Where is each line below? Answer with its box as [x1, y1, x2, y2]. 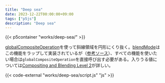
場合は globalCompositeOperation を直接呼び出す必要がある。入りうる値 [9, 57, 153, 62]
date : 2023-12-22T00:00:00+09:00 [5, 12, 74, 17]
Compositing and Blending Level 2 [22, 62, 92, 68]
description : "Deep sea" [5, 21, 56, 26]
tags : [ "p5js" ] [5, 16, 36, 21]
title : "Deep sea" [5, 7, 43, 12]
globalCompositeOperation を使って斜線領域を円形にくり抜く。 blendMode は [5, 44, 160, 50]
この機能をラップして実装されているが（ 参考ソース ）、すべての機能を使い [5, 50, 153, 56]
